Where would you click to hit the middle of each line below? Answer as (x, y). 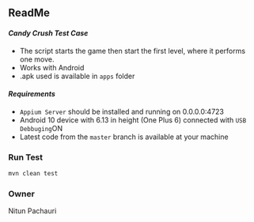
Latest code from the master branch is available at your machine (124, 137)
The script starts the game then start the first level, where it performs (133, 51)
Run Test (26, 157)
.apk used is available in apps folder (77, 76)
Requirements (32, 94)
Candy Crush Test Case (48, 33)
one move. (37, 59)
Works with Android (52, 67)
